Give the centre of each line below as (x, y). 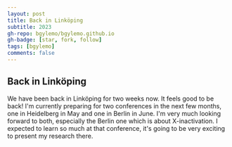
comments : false (31, 53)
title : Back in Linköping (45, 20)
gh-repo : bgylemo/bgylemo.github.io (61, 33)
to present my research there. (50, 136)
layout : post (26, 14)
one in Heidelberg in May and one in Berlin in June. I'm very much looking (114, 113)
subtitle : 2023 (30, 27)
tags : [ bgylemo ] (31, 46)
